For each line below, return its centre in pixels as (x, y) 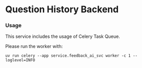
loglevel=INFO (20, 60)
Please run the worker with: (34, 47)
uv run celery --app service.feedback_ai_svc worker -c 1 (68, 56)
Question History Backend (62, 9)
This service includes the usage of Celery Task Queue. (63, 36)
